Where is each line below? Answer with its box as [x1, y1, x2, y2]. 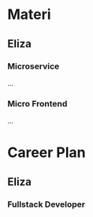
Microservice [7, 61, 60, 72]
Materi [7, 6, 52, 24]
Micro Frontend [7, 98, 68, 109]
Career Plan [7, 144, 86, 162]
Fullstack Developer [7, 199, 86, 210]
